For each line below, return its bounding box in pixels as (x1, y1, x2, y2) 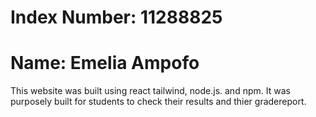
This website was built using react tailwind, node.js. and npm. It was (10, 85, 291, 97)
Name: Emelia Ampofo (10, 52, 200, 75)
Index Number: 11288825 (10, 6, 223, 29)
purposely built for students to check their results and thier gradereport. (10, 96, 307, 108)
